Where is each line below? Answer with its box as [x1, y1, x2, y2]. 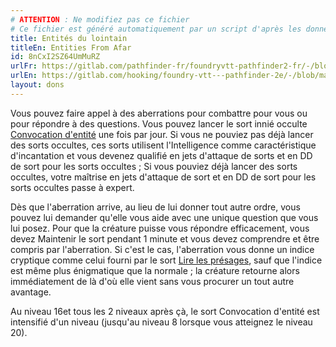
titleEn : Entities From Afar [10, 42, 132, 53]
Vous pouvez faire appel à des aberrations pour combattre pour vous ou [10, 107, 308, 119]
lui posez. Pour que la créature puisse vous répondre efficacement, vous [10, 222, 310, 234]
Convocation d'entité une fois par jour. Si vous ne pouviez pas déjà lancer [10, 128, 314, 140]
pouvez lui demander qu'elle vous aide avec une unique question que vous [10, 211, 319, 223]
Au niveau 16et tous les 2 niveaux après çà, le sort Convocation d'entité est [10, 305, 320, 317]
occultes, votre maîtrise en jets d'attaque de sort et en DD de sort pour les [10, 171, 317, 183]
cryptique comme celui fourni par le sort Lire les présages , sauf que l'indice [10, 254, 323, 266]
